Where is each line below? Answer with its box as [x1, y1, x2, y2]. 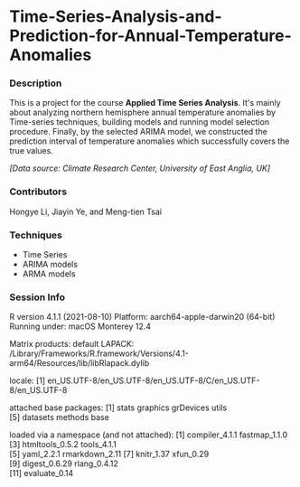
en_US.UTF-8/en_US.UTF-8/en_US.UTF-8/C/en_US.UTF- [47, 375, 260, 386]
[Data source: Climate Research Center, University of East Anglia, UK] [9, 163, 271, 173]
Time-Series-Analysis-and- [9, 6, 223, 27]
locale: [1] [9, 375, 46, 386]
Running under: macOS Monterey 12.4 [9, 321, 152, 332]
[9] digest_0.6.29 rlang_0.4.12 [9, 458, 119, 469]
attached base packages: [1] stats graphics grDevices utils [9, 402, 228, 413]
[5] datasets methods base [9, 412, 110, 423]
